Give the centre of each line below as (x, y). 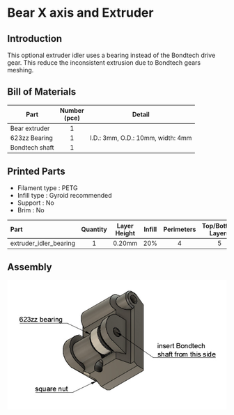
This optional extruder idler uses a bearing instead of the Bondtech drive (111, 55)
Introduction (35, 39)
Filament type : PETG (47, 188)
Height (125, 233)
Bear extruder (30, 128)
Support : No (36, 203)
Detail (141, 114)
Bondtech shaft (32, 148)
